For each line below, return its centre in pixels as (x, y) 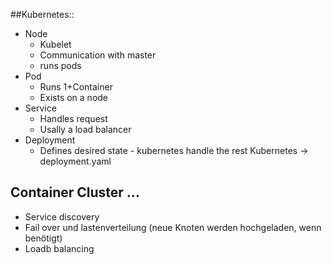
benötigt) (43, 238)
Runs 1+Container (76, 87)
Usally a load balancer (85, 129)
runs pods (60, 65)
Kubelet (55, 44)
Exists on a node (74, 97)
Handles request (73, 118)
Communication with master (98, 55)
